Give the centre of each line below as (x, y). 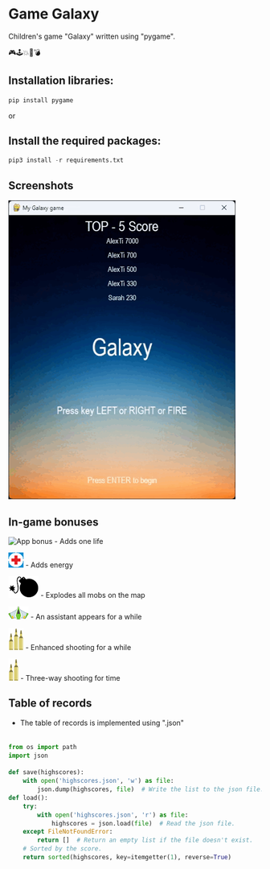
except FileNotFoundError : (68, 832)
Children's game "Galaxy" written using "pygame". (92, 36)
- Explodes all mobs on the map (93, 595)
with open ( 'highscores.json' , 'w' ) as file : (98, 781)
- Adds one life (79, 541)
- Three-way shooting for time (70, 677)
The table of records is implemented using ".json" (102, 723)
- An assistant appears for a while (86, 616)
